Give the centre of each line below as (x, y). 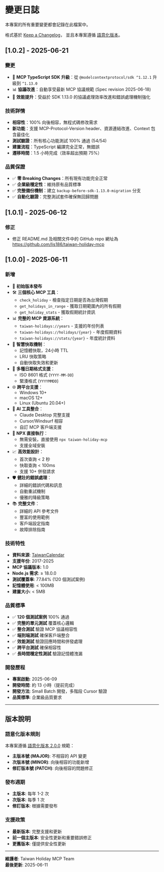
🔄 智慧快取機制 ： (29, 344)
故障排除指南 (32, 529)
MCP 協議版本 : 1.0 (30, 567)
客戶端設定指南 (34, 523)
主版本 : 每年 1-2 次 (31, 794)
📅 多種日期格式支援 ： (33, 369)
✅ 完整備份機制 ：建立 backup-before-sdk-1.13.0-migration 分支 (76, 191)
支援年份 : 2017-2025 (33, 561)
